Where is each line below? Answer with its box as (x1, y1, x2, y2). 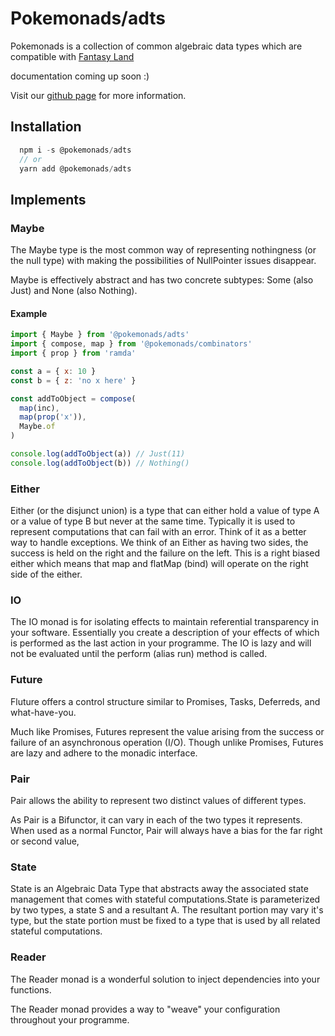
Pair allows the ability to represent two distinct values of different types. (10, 794, 307, 806)
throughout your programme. (10, 1013, 130, 1026)
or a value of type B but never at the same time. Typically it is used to (10, 515, 296, 527)
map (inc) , (19, 403, 60, 413)
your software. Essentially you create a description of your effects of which (10, 627, 320, 639)
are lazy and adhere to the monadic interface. (10, 747, 198, 759)
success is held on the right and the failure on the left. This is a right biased (10, 547, 321, 559)
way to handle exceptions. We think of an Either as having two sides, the (10, 537, 309, 549)
